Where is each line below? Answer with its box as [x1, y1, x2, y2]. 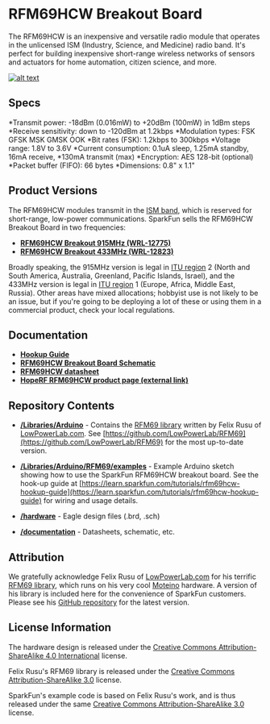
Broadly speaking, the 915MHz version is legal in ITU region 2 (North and [8, 262, 251, 272]
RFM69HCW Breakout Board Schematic [19, 358, 156, 368]
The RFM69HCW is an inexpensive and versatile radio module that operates [8, 31, 260, 41]
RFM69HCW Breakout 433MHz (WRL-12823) [19, 247, 174, 256]
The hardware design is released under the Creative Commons [8, 642, 218, 651]
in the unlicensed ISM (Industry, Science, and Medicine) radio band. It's [8, 40, 246, 49]
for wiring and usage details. [43, 496, 139, 506]
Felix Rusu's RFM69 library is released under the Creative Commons [8, 666, 235, 676]
